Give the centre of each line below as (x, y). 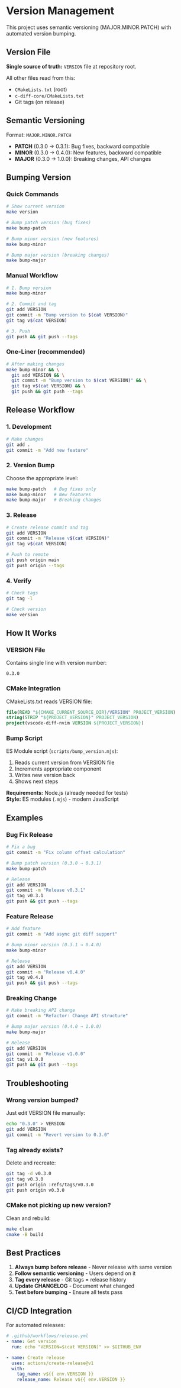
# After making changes (35, 364)
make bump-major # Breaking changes (54, 500)
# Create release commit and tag (47, 528)
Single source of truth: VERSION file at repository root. (71, 66)
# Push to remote (28, 555)
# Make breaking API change (41, 1010)
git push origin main (33, 560)
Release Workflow (41, 410)
